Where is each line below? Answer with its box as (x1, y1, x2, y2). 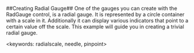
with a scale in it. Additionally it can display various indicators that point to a (6, 17, 189, 24)
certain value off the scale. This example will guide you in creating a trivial (6, 23, 184, 30)
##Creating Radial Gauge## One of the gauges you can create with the (6, 5, 178, 12)
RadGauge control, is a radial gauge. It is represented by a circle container (6, 11, 185, 18)
